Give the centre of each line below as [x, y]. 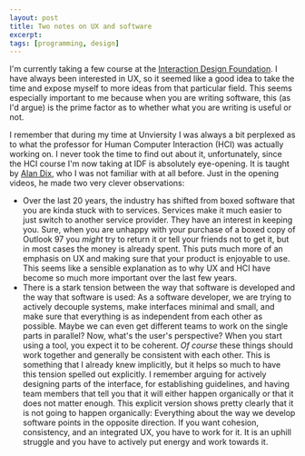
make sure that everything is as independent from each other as [143, 317]
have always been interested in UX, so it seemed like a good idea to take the [152, 79]
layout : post [34, 18]
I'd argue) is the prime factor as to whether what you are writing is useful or [151, 108]
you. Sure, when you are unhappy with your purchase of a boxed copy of [159, 230]
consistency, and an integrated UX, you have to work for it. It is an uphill [157, 432]
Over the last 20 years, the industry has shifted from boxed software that [158, 201]
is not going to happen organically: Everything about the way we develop [159, 413]
